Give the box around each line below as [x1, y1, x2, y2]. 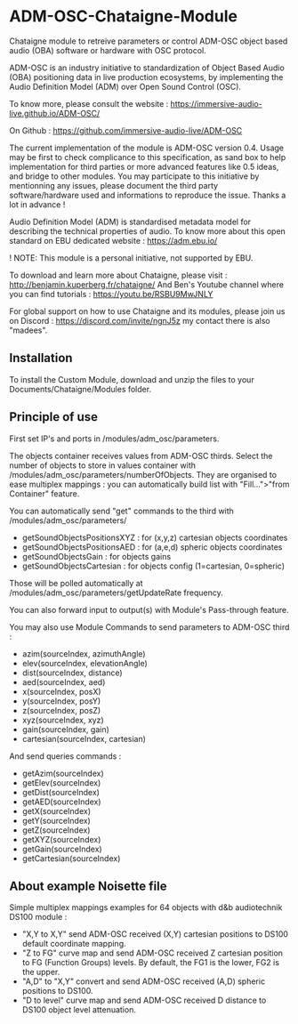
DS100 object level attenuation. [21, 1004, 136, 1015]
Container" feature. [9, 488, 80, 499]
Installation [9, 351, 73, 366]
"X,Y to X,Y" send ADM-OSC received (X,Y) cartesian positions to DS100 [21, 929, 289, 939]
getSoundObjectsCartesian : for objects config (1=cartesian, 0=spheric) [21, 560, 285, 571]
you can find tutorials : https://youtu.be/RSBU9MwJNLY [9, 288, 213, 299]
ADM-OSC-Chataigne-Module [9, 6, 238, 27]
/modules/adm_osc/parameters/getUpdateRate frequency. [9, 587, 224, 598]
